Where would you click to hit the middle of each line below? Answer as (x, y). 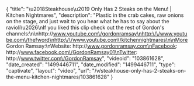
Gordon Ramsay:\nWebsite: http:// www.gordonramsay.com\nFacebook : (92, 46)
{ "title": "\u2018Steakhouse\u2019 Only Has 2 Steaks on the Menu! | (89, 9)
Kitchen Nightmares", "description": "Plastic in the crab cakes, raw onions (95, 15)
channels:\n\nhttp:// (30, 34)
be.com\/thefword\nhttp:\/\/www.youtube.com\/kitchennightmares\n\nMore (97, 40)
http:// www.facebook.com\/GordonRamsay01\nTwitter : (72, 52)
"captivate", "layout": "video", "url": (49, 71)
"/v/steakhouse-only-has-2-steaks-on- (139, 71)
